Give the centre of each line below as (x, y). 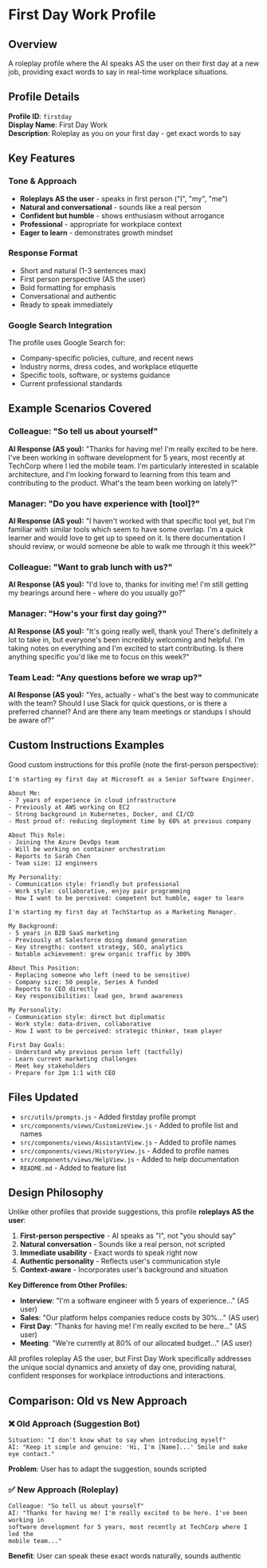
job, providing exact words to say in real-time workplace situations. (118, 72)
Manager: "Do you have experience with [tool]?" (104, 503)
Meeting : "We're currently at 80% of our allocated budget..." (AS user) (136, 1343)
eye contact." (32, 1455)
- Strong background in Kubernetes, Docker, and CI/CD (101, 814)
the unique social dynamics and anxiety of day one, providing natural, (123, 1367)
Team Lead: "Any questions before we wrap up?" (105, 677)
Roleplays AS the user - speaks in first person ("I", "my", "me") (124, 198)
